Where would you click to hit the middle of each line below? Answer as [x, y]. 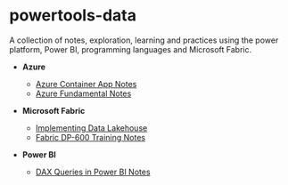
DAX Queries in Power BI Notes [93, 172]
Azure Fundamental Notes [83, 93]
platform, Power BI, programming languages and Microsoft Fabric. [131, 49]
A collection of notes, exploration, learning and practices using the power [144, 40]
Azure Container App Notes [86, 84]
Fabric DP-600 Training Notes [90, 137]
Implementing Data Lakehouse [91, 128]
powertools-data [73, 16]
